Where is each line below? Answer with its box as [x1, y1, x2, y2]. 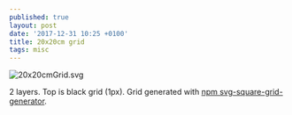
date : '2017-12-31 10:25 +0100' [9, 29, 128, 38]
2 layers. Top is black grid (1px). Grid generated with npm [9, 87, 219, 97]
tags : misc [9, 46, 50, 54]
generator [9, 96, 45, 106]
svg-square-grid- [219, 87, 283, 97]
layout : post [9, 21, 58, 30]
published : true [9, 12, 69, 22]
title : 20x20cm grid [9, 37, 86, 47]
